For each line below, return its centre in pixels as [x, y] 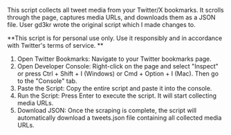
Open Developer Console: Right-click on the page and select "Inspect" [118, 66]
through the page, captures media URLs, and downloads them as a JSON [111, 17]
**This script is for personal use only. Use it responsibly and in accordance [115, 38]
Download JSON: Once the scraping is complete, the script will [107, 110]
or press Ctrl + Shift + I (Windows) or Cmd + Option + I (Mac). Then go [118, 73]
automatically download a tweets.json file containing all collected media [119, 118]
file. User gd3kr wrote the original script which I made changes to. [101, 25]
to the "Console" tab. [47, 81]
